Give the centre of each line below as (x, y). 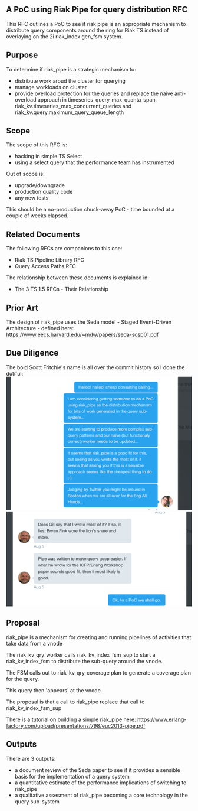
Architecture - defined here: (40, 328)
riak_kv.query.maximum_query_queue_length (69, 112)
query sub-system (37, 801)
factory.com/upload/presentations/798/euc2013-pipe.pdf (76, 725)
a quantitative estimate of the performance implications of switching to (100, 783)
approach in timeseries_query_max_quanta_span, (97, 99)
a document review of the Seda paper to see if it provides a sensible (98, 770)
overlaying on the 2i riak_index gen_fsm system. (65, 36)
